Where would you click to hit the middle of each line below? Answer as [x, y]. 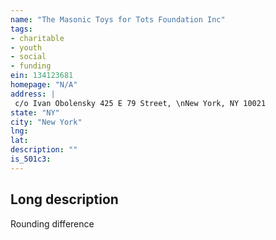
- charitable [37, 38]
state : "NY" [35, 112]
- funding [31, 66]
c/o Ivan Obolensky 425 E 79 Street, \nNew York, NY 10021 [140, 103]
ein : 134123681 [42, 76]
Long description [64, 199]
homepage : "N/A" [44, 85]
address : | [33, 94]
